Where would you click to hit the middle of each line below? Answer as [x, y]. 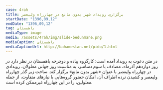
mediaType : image [24, 33]
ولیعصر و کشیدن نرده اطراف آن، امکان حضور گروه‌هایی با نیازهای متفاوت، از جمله [82, 77]
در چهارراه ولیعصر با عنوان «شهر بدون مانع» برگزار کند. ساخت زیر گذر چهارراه [79, 71]
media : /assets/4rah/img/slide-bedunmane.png [54, 38]
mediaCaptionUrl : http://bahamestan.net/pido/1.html [62, 47]
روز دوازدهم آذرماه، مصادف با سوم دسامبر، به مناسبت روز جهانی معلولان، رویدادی [82, 66]
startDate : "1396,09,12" [31, 19]
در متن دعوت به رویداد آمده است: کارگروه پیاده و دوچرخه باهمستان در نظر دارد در [81, 61]
